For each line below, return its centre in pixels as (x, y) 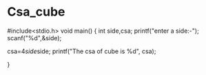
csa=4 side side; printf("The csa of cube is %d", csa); (82, 51)
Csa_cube (36, 12)
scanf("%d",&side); (34, 37)
